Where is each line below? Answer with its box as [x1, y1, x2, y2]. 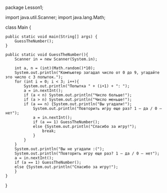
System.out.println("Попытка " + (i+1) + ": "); [24, 84, 130, 89]
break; [42, 128, 57, 133]
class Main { [5, 24, 32, 30]
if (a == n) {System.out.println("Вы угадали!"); [24, 102, 132, 107]
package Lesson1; [5, 5, 44, 10]
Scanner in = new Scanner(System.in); [14, 56, 98, 62]
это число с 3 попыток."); [5, 74, 63, 80]
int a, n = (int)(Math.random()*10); [14, 66, 96, 71]
